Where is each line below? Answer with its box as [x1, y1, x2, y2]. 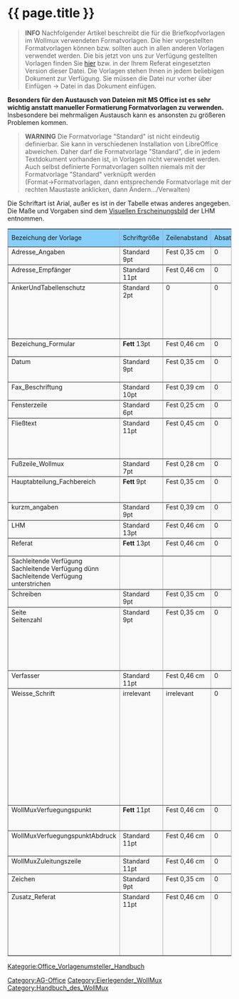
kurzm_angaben [11, 503, 59, 512]
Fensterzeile [11, 401, 48, 410]
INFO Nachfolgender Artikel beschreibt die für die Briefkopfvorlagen [24, 29, 225, 37]
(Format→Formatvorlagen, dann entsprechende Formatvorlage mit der [24, 177, 232, 186]
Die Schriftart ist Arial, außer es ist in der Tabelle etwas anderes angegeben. [7, 198, 231, 208]
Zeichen [11, 875, 36, 883]
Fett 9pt [122, 477, 147, 486]
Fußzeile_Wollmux [11, 459, 65, 468]
